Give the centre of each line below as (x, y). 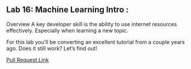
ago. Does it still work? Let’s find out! (52, 48)
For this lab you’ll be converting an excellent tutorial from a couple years (95, 42)
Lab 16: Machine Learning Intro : (68, 10)
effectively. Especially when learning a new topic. (67, 30)
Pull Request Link (28, 59)
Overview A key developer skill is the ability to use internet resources (92, 24)
